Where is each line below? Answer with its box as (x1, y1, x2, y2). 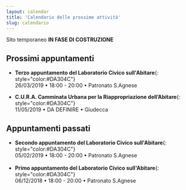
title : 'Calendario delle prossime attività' (6, 14, 121, 20)
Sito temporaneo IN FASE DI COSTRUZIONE (6, 36, 114, 43)
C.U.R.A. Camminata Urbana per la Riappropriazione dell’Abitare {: (14, 94, 181, 101)
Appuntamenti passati (6, 123, 91, 133)
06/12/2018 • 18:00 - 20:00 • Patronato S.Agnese (14, 177, 137, 184)
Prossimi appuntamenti (6, 53, 94, 63)
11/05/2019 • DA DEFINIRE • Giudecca (14, 106, 109, 113)
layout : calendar (6, 8, 49, 15)
